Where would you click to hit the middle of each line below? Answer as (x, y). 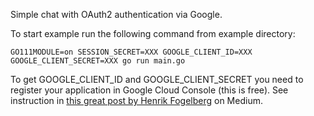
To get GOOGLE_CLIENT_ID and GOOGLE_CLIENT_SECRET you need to (157, 79)
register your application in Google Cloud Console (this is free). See (149, 90)
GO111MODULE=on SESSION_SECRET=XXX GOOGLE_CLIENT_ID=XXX (131, 52)
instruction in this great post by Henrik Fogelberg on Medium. (136, 100)
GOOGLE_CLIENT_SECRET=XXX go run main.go (98, 61)
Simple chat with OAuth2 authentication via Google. (116, 14)
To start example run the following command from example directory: (153, 33)
